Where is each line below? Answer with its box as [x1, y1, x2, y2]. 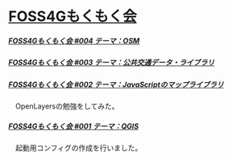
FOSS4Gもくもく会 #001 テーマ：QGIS [8, 121, 139, 131]
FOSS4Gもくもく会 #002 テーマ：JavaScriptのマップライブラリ [8, 80, 224, 89]
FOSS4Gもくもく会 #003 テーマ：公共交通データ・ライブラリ [8, 58, 215, 68]
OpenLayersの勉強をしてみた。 [14, 101, 119, 111]
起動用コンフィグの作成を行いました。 [14, 142, 143, 153]
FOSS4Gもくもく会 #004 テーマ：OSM [8, 35, 140, 45]
